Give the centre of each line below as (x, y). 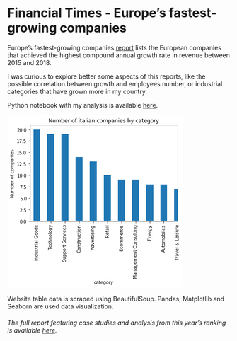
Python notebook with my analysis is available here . (83, 105)
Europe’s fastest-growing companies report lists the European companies (114, 47)
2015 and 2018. (29, 62)
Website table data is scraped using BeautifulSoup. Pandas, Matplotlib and (116, 299)
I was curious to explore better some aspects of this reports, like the (107, 76)
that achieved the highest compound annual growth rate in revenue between (118, 55)
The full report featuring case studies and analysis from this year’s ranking (117, 323)
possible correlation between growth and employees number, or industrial (115, 83)
